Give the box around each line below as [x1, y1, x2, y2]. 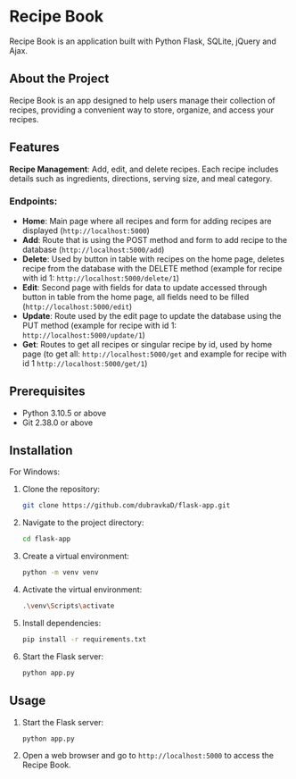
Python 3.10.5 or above [21, 407, 107, 418]
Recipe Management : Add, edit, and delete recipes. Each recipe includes [9, 163, 279, 174]
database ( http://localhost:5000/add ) [21, 244, 165, 255]
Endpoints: [9, 195, 58, 207]
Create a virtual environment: [21, 551, 129, 562]
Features [9, 140, 60, 155]
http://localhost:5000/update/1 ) [21, 329, 145, 340]
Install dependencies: [21, 617, 102, 628]
